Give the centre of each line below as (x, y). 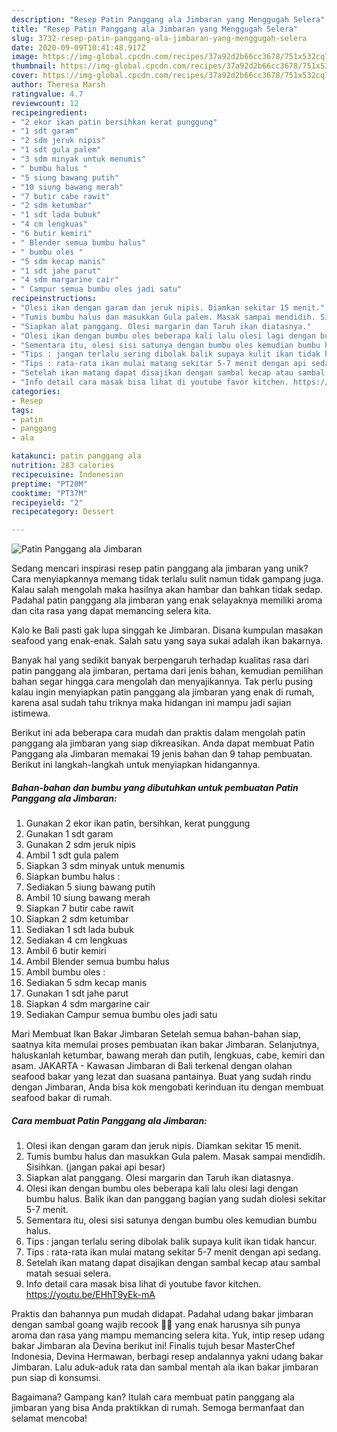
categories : (36, 391)
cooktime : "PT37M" (49, 493)
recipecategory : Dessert (63, 512)
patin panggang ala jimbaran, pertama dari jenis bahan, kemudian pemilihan (167, 671)
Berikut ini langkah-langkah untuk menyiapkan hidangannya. (136, 765)
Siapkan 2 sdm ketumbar (77, 919)
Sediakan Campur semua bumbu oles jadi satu (121, 1015)
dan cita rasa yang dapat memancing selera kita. (111, 611)
